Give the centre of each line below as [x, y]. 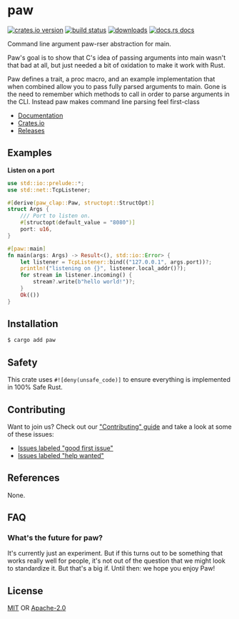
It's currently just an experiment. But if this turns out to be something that [115, 553]
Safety [22, 362]
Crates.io [31, 123]
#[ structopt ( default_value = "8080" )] [78, 223]
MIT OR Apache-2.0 [37, 608]
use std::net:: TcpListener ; [49, 190]
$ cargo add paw [31, 340]
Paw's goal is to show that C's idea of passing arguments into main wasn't [117, 57]
